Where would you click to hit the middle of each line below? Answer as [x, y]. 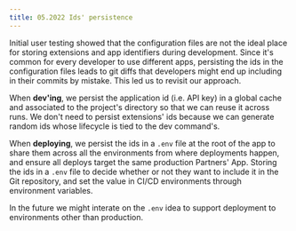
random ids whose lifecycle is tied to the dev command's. [115, 126]
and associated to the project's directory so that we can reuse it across [140, 107]
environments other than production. [76, 217]
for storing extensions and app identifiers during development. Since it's [141, 52]
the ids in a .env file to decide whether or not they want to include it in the [144, 171]
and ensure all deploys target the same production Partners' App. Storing [143, 162]
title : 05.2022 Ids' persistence [71, 17]
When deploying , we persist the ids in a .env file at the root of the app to [142, 143]
